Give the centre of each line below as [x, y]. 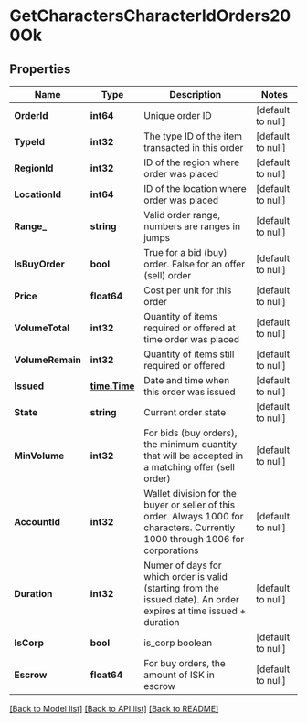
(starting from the [181, 588]
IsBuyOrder [40, 264]
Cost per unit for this [188, 290]
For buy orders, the [185, 663]
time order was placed [192, 339]
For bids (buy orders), [191, 433]
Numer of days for [183, 565]
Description [196, 94]
